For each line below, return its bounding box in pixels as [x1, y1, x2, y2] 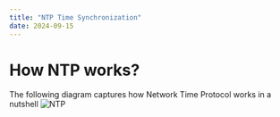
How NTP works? [9, 60, 140, 80]
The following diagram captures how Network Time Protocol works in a [9, 89, 272, 100]
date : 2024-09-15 [9, 21, 74, 30]
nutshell [9, 99, 38, 110]
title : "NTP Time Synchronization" [9, 13, 142, 22]
